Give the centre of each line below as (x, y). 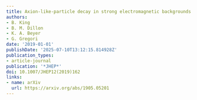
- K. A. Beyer (24, 34)
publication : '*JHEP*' (34, 66)
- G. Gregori (22, 39)
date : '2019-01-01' (30, 45)
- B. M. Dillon (25, 28)
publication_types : (30, 55)
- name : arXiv (24, 83)
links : (14, 77)
